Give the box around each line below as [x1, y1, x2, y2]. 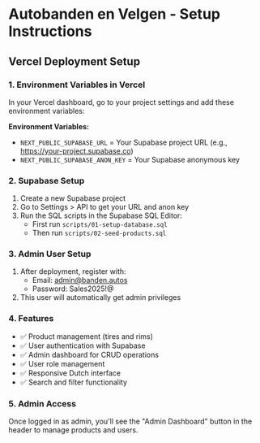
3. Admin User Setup [8, 249, 92, 260]
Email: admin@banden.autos [32, 276, 128, 285]
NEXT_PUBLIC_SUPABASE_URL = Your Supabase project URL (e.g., [19, 137, 228, 147]
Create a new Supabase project [19, 193, 126, 203]
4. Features [8, 313, 54, 324]
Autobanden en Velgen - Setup [8, 5, 221, 24]
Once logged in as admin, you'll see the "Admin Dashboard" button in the [8, 416, 253, 427]
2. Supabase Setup [8, 175, 85, 186]
